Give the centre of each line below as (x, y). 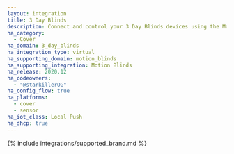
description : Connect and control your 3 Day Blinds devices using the (113, 26)
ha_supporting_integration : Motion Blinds (70, 65)
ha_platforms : (28, 98)
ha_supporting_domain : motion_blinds (62, 59)
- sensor (26, 110)
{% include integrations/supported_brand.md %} (77, 143)
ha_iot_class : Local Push (45, 117)
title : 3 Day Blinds (37, 20)
